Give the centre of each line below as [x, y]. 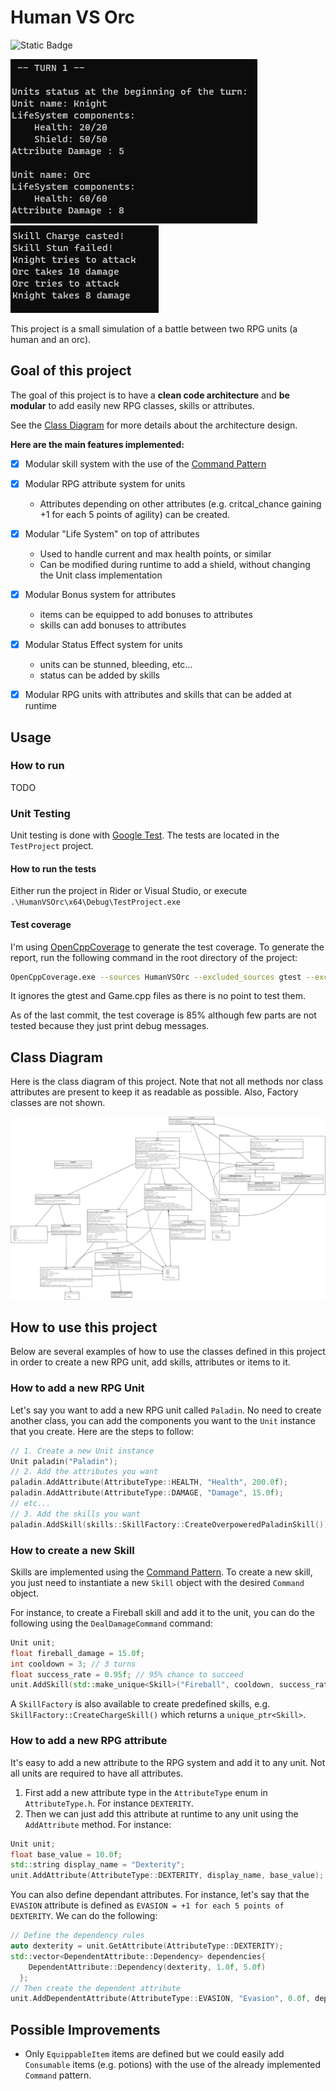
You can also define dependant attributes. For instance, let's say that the [160, 1895]
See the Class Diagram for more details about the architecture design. [154, 425]
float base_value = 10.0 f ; [66, 1854]
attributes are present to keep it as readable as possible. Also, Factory [154, 1092]
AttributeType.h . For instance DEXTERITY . [109, 1803]
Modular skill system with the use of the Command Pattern [145, 463]
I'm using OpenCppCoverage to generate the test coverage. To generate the [167, 947]
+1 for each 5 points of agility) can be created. [135, 514]
